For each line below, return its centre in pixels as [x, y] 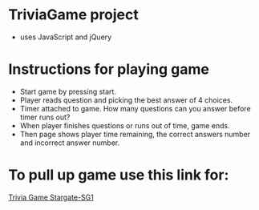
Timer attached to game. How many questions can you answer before [135, 108]
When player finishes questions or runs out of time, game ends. [125, 125]
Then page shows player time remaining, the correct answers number [135, 134]
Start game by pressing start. [68, 91]
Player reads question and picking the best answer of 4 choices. [126, 100]
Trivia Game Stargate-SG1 [51, 197]
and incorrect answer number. [70, 143]
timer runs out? [45, 117]
